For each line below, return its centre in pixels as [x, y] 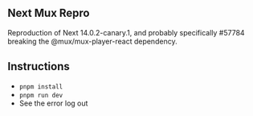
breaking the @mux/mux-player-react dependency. [92, 41]
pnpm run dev [41, 95]
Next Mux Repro [49, 13]
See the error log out [53, 103]
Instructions [39, 66]
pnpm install [41, 87]
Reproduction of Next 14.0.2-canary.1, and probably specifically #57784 [126, 32]
